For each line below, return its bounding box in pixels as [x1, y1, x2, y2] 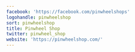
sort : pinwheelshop [6, 20, 55, 26]
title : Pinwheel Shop [6, 25, 61, 32]
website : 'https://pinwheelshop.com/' [6, 36, 103, 42]
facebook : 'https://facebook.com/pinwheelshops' [6, 8, 130, 15]
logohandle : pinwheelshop [6, 14, 71, 20]
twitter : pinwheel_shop [6, 31, 66, 37]
